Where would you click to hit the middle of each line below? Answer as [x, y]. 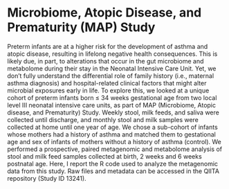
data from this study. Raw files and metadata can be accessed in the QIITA [113, 171]
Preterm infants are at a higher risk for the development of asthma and [108, 46]
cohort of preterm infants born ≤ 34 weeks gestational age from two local [112, 97]
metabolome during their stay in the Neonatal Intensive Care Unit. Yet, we [112, 68]
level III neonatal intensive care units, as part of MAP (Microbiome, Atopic [112, 105]
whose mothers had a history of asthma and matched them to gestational [111, 134]
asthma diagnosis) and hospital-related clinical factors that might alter [107, 83]
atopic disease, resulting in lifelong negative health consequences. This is [112, 54]
